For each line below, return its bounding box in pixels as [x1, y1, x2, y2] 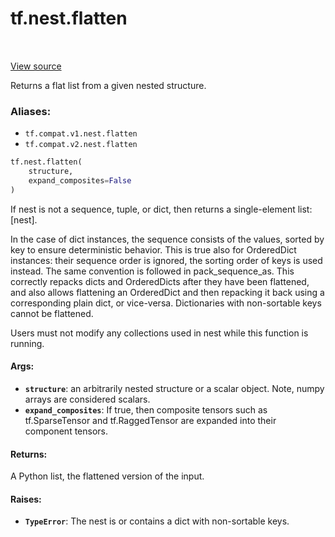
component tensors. [24, 425, 108, 437]
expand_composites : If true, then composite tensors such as [24, 403, 268, 416]
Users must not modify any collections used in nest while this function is [10, 327, 309, 339]
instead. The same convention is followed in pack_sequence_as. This [10, 265, 295, 277]
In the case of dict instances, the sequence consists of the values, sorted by [10, 233, 325, 245]
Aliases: [10, 104, 52, 118]
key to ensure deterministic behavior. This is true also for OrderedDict [10, 243, 297, 256]
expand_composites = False [28, 175, 132, 186]
